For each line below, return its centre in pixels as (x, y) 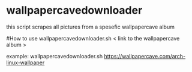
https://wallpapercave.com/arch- (145, 56)
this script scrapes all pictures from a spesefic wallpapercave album (91, 27)
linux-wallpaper (25, 62)
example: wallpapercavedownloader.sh (55, 56)
